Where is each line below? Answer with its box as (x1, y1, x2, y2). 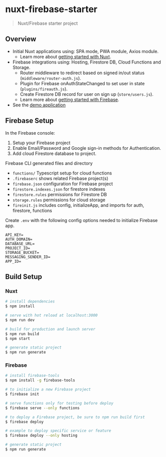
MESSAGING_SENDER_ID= (5, 254, 51, 259)
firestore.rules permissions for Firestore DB (12, 191, 107, 197)
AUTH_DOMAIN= (5, 237, 33, 242)
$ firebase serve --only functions (5, 405, 80, 411)
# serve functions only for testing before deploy (5, 401, 114, 406)
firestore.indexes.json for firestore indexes (12, 186, 106, 192)
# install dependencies (5, 299, 55, 304)
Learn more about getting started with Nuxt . (20, 53, 112, 60)
